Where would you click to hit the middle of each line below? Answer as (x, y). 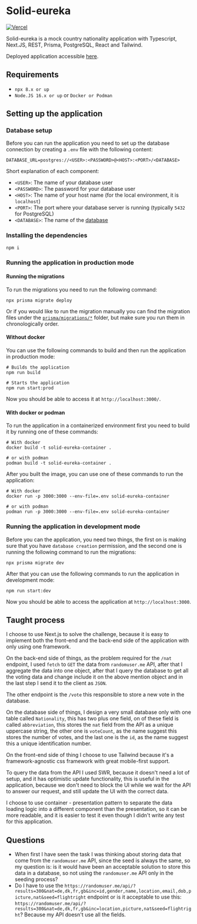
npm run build (24, 373)
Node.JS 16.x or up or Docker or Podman (64, 95)
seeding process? (36, 879)
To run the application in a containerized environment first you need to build (98, 426)
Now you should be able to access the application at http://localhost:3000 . (98, 601)
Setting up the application (54, 114)
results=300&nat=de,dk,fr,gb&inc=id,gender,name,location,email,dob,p (103, 891)
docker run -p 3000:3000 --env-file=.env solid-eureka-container (88, 496)
